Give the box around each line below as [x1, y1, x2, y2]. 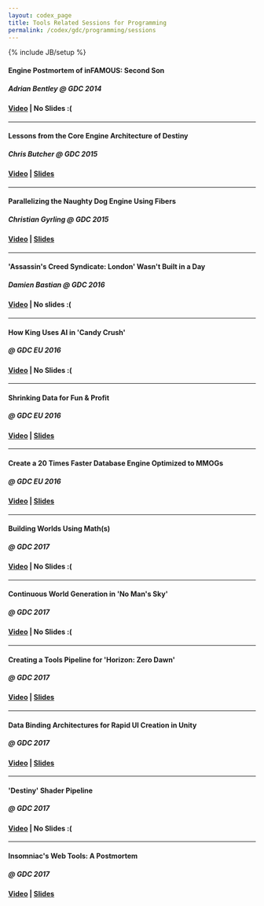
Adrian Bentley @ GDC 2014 [8, 83, 102, 93]
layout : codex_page [8, 11, 72, 20]
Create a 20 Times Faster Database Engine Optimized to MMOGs [8, 459, 224, 468]
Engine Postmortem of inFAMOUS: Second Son [8, 65, 165, 75]
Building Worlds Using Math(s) [8, 524, 111, 533]
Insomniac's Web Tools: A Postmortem [8, 851, 138, 861]
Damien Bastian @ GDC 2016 [8, 280, 105, 289]
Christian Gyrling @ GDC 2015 [8, 214, 109, 224]
